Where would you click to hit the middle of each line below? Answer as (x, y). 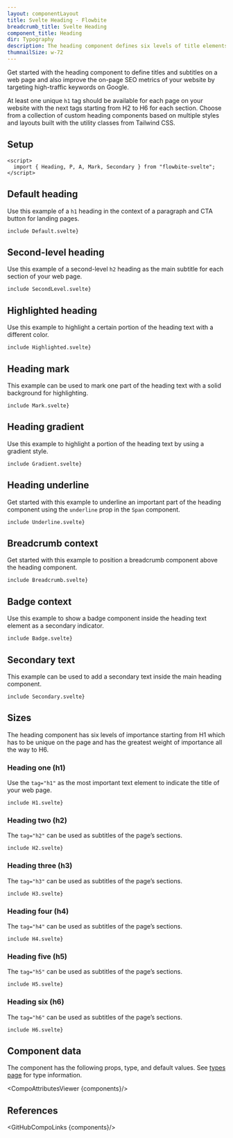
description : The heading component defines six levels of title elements (118, 46)
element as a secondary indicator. (55, 626)
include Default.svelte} (43, 231)
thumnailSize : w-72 (35, 53)
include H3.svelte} (35, 894)
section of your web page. (45, 276)
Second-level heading (56, 252)
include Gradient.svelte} (44, 464)
